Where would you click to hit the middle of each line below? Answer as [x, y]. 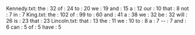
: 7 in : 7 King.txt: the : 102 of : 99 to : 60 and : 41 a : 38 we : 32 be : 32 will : [97, 15]
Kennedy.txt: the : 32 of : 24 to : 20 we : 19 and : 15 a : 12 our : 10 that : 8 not [97, 8]
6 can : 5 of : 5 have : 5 [34, 27]
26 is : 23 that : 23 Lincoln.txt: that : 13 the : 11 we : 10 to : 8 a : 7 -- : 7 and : [96, 21]
